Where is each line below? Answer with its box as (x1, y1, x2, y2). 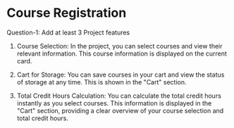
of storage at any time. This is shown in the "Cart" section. (16, 77, 187, 86)
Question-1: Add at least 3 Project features (6, 28, 130, 37)
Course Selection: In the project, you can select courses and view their (16, 41, 223, 50)
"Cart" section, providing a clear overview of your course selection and (16, 106, 224, 115)
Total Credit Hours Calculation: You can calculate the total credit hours (16, 91, 221, 100)
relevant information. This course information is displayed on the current (16, 49, 227, 58)
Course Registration (6, 5, 127, 21)
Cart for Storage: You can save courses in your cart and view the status (16, 70, 225, 79)
